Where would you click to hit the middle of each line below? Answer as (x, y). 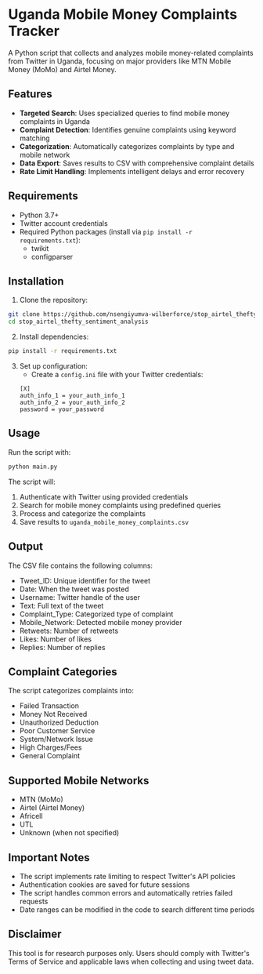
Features (30, 94)
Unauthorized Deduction (59, 722)
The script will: (32, 482)
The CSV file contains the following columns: (81, 565)
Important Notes (49, 858)
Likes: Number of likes (56, 639)
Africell (31, 816)
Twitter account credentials (63, 223)
